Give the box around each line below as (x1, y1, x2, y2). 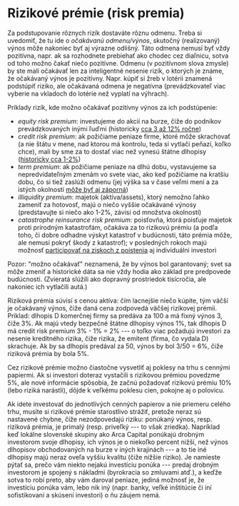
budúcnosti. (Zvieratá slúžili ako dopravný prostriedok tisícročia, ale (7, 275, 207, 283)
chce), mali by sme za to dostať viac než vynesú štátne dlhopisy (17, 147, 207, 156)
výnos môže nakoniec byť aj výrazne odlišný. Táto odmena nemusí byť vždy (7, 44, 230, 52)
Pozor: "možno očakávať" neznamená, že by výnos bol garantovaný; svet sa (7, 259, 232, 268)
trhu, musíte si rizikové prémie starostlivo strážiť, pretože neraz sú (7, 407, 202, 415)
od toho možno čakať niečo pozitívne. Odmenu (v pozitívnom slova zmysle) (7, 59, 229, 67)
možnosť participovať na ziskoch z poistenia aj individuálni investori (17, 246, 217, 254)
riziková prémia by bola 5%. (7, 349, 89, 358)
